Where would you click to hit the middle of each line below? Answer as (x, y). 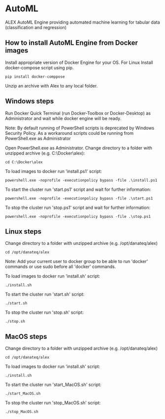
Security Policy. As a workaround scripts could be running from (69, 133)
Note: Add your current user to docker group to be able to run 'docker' (77, 262)
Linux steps (23, 231)
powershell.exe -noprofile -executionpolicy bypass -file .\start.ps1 (79, 198)
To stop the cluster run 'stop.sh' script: (44, 312)
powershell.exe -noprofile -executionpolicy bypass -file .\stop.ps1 (78, 216)
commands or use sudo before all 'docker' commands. (61, 267)
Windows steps (30, 101)
